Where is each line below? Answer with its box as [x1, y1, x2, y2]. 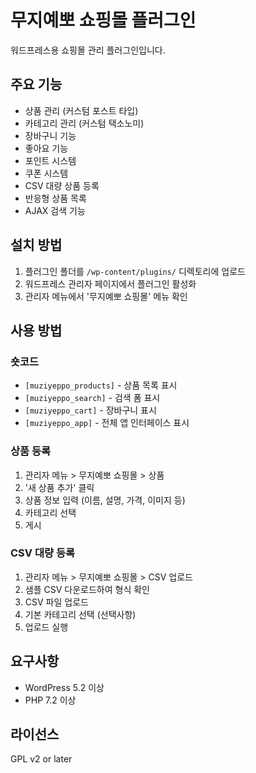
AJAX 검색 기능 [24, 204, 86, 216]
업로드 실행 [24, 621, 69, 633]
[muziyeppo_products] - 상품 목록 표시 [24, 379, 178, 391]
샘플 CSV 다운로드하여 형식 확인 [24, 583, 150, 595]
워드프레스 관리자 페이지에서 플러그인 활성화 [24, 277, 197, 290]
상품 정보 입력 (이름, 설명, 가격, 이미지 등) [24, 494, 186, 506]
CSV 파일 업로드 [24, 596, 89, 608]
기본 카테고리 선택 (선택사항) [24, 608, 137, 620]
